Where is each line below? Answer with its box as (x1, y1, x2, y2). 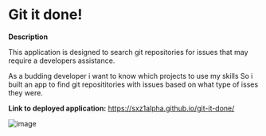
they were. (8, 87, 44, 97)
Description (8, 32, 49, 41)
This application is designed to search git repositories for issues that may (8, 47, 248, 56)
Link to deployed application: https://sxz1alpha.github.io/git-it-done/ (8, 103, 235, 113)
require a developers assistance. (8, 56, 115, 65)
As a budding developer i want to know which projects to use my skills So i (8, 71, 253, 80)
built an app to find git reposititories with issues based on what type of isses (8, 80, 259, 89)
